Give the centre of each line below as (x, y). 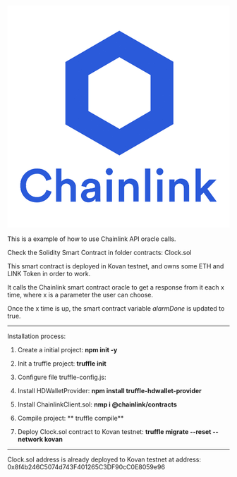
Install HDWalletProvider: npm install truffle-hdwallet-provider (110, 391)
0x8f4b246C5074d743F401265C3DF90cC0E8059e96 (86, 467)
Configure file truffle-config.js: (62, 377)
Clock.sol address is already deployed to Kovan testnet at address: (104, 459)
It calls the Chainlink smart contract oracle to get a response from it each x (116, 287)
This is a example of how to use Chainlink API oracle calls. (92, 239)
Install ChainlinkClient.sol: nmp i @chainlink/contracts (97, 404)
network (30, 439)
